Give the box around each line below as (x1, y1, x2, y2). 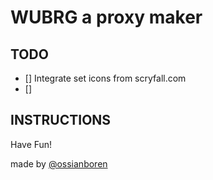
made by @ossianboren (10, 157, 108, 170)
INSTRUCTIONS (10, 112, 112, 129)
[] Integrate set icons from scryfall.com (24, 72, 187, 84)
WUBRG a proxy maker (10, 6, 203, 29)
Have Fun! (10, 138, 53, 150)
